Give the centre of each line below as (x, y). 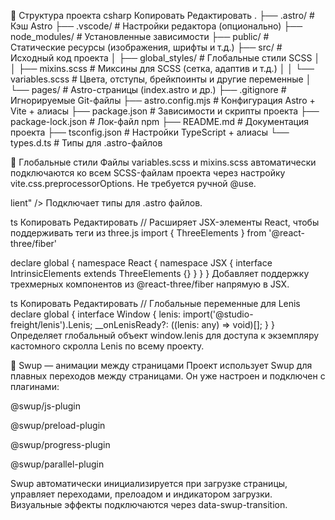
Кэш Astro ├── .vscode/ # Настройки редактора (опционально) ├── (156, 26)
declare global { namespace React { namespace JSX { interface (141, 263)
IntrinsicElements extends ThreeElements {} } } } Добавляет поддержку (160, 273)
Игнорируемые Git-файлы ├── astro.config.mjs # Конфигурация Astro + (163, 100)
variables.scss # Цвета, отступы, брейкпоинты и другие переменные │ (161, 79)
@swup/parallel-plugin (57, 464)
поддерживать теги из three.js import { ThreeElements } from (138, 233)
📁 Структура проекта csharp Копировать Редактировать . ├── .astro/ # (162, 15)
